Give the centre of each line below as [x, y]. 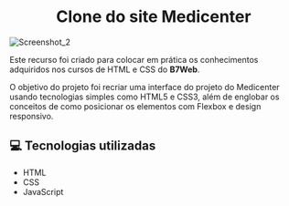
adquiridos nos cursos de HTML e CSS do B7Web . [105, 69]
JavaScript [43, 191]
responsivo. [32, 116]
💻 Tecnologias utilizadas [83, 146]
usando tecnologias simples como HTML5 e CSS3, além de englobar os [144, 97]
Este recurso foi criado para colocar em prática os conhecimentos [134, 59]
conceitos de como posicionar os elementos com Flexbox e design [135, 106]
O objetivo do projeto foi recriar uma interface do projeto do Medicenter [145, 87]
